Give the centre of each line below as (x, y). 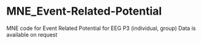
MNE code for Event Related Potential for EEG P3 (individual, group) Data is (101, 28)
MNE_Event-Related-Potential (84, 11)
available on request (32, 34)
